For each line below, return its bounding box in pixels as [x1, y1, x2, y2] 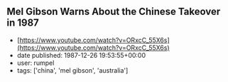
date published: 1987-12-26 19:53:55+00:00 [16, 51, 146, 59]
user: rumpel [16, 58, 55, 67]
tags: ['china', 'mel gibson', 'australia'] [16, 66, 129, 74]
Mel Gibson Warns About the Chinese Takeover [6, 6, 221, 18]
